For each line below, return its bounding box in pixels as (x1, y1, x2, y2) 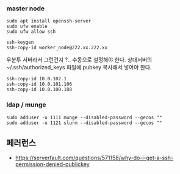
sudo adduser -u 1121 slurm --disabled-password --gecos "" (6, 120, 163, 126)
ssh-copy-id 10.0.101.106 (6, 81, 72, 88)
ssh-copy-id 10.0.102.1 (6, 76, 67, 82)
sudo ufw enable (6, 23, 48, 30)
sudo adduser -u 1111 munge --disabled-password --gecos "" (6, 114, 163, 120)
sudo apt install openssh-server (6, 18, 92, 24)
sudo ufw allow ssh (6, 29, 56, 35)
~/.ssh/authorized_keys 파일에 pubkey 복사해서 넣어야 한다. (6, 64, 152, 71)
